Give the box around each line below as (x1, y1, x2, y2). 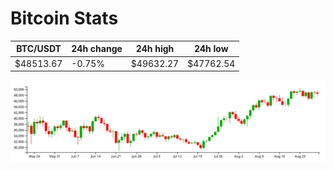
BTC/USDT (16, 43, 62, 55)
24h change (71, 43, 123, 55)
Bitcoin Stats (10, 7, 119, 30)
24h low (193, 43, 229, 55)
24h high (135, 43, 175, 55)
